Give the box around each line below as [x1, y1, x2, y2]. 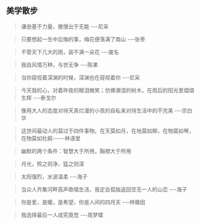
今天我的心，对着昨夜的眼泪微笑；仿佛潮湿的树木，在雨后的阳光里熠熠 [20, 86, 195, 94]
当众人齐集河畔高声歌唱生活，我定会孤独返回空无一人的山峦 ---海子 [20, 186, 187, 193]
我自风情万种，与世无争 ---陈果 [20, 61, 99, 68]
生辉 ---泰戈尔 [20, 94, 57, 101]
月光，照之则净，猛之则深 [20, 160, 84, 167]
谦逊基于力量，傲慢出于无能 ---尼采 [20, 23, 109, 30]
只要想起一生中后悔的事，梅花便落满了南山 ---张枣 [20, 35, 146, 43]
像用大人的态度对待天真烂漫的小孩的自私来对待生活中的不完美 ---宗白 [20, 107, 193, 114]
